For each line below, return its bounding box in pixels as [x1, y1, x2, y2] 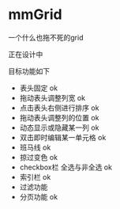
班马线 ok [19, 142, 51, 152]
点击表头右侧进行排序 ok [19, 103, 99, 112]
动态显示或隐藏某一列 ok [19, 123, 99, 132]
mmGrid [8, 6, 62, 24]
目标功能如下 [8, 66, 50, 76]
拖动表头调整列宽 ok [19, 93, 85, 102]
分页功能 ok [19, 192, 58, 201]
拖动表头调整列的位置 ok [19, 112, 99, 122]
